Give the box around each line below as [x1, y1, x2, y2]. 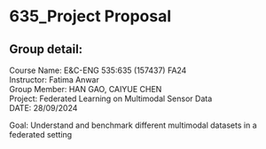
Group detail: [9, 42, 83, 57]
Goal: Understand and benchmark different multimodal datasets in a [9, 120, 257, 130]
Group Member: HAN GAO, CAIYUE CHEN [9, 84, 162, 94]
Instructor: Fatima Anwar [9, 74, 99, 85]
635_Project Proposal [9, 6, 171, 27]
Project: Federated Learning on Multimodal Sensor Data [9, 93, 213, 104]
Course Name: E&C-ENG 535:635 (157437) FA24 [9, 65, 187, 75]
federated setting [9, 129, 73, 139]
